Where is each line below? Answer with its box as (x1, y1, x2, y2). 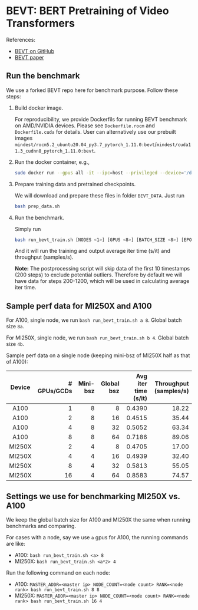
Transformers (6, 17, 75, 30)
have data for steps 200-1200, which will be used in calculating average (14, 278, 190, 285)
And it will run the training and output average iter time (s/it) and (14, 248, 171, 255)
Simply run (14, 225, 41, 232)
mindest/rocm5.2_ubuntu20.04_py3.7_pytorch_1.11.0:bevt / (14, 140, 157, 148)
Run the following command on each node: (6, 569, 111, 576)
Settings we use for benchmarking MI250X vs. (6, 491, 180, 502)
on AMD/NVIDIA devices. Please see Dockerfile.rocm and (14, 122, 155, 129)
